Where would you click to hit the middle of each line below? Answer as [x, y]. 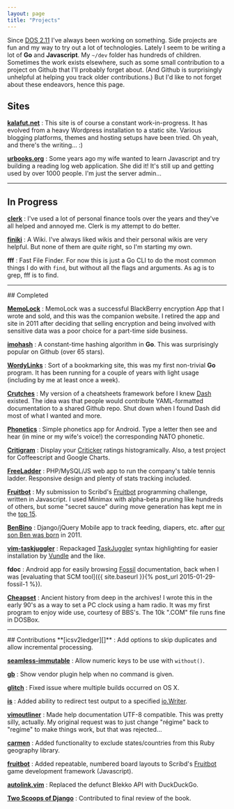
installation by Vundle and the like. [56, 556]
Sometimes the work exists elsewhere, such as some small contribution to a [116, 62]
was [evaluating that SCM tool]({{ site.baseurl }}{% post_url [93, 577]
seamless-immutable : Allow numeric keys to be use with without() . [106, 661]
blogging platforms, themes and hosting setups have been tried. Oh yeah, [113, 138]
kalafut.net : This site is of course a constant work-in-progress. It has [107, 123]
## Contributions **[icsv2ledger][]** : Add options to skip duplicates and [112, 640]
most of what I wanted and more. [55, 416]
